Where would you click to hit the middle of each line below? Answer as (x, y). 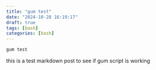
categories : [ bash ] (30, 34)
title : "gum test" (29, 11)
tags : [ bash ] (22, 28)
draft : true (21, 22)
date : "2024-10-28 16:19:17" (42, 17)
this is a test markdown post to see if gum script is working (78, 61)
